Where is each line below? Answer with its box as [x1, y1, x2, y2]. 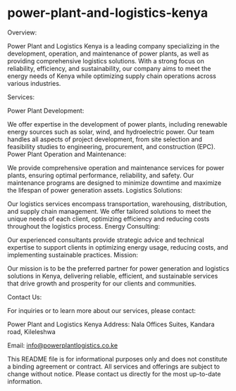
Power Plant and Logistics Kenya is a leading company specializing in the [7, 41, 220, 50]
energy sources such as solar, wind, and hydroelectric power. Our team [7, 127, 215, 136]
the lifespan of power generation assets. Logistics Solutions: [7, 186, 183, 194]
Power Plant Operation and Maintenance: [7, 150, 127, 158]
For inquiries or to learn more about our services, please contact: [7, 306, 196, 314]
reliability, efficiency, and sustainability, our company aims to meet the [7, 64, 211, 72]
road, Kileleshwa [7, 327, 56, 335]
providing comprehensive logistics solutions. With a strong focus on [7, 56, 204, 65]
